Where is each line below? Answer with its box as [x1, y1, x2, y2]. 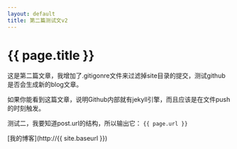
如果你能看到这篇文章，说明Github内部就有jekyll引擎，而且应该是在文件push [7, 95, 231, 104]
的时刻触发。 [7, 104, 45, 113]
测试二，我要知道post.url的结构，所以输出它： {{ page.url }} [7, 119, 188, 128]
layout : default [7, 10, 55, 18]
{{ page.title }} [7, 47, 95, 64]
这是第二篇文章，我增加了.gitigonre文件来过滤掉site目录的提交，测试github [7, 71, 226, 80]
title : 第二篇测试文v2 [7, 17, 68, 24]
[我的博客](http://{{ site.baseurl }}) [7, 134, 108, 143]
